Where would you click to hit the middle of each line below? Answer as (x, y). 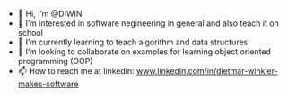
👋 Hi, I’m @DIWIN (50, 14)
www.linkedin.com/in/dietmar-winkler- (207, 71)
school (30, 32)
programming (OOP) (55, 61)
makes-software (48, 84)
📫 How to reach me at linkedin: (76, 71)
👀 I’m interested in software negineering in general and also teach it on (148, 23)
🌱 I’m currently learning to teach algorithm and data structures (133, 42)
